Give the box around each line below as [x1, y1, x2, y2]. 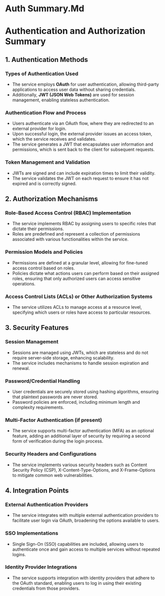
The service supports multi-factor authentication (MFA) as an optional [12, 428, 154, 434]
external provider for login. [12, 126, 66, 132]
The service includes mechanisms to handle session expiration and [12, 360, 149, 366]
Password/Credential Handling [5, 377, 80, 384]
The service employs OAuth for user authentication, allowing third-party [12, 82, 159, 88]
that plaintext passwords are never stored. [12, 394, 99, 400]
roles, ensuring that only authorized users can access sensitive [12, 275, 141, 281]
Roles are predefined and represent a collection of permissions [12, 231, 140, 237]
